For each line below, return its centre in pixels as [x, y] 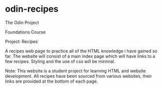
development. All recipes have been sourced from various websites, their [79, 76]
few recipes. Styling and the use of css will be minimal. [60, 61]
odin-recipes [32, 9]
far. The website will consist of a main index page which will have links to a [80, 56]
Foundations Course [25, 32]
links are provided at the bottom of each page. [52, 81]
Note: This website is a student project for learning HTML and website [75, 71]
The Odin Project [22, 22]
